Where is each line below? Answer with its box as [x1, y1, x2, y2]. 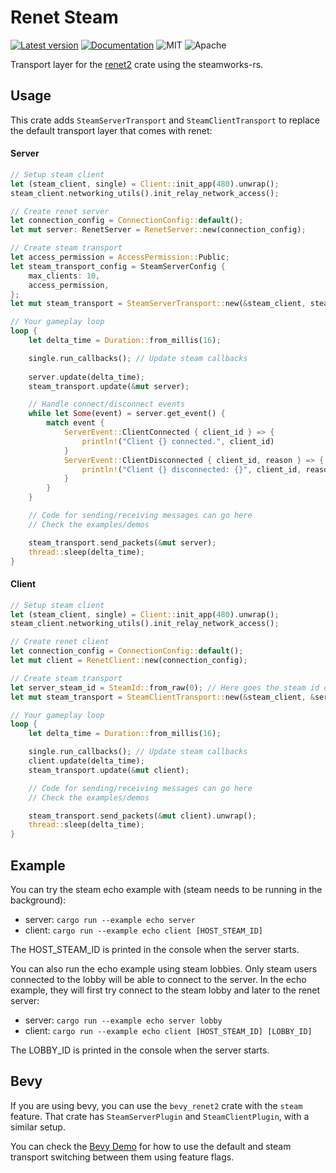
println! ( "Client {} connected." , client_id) [81, 436, 275, 446]
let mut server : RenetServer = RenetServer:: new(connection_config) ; [10, 225, 307, 235]
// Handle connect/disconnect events [28, 399, 186, 410]
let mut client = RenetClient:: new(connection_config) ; [10, 656, 248, 666]
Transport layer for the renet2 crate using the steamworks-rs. [10, 58, 264, 70]
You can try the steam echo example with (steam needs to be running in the [10, 883, 323, 895]
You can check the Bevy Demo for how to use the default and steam [10, 1140, 292, 1152]
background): [10, 894, 67, 906]
